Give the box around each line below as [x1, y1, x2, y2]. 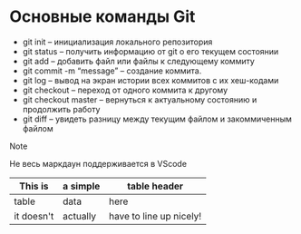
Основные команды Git [9, 6, 196, 27]
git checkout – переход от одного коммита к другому [22, 84, 228, 95]
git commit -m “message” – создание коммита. [22, 65, 202, 76]
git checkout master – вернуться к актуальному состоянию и [22, 93, 257, 105]
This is [19, 180, 49, 192]
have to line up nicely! [108, 210, 202, 222]
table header [126, 180, 184, 192]
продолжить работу [22, 103, 101, 114]
